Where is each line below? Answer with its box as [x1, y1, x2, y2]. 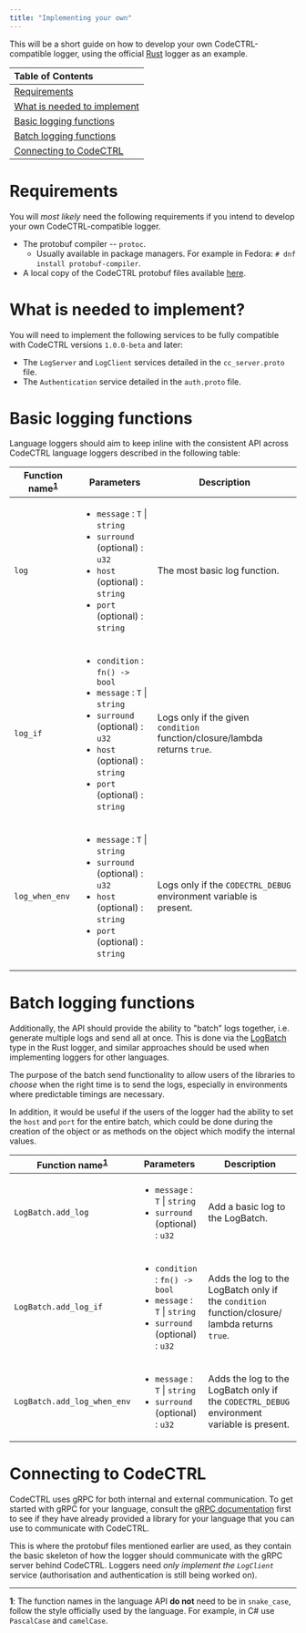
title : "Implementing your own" [9, 13, 132, 23]
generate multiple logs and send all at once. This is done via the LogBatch [9, 1032, 287, 1043]
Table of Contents [14, 69, 94, 82]
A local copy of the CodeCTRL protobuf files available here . [22, 267, 246, 278]
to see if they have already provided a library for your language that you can [9, 1513, 295, 1524]
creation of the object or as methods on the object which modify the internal [9, 1125, 296, 1136]
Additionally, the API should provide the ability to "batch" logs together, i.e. [9, 1022, 290, 1033]
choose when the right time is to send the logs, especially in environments [9, 1079, 289, 1090]
